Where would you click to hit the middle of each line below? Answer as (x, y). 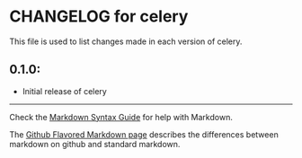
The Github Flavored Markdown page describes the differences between (144, 134)
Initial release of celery (65, 91)
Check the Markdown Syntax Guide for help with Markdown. (121, 117)
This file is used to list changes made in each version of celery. (126, 41)
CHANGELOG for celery (99, 17)
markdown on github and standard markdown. (95, 144)
